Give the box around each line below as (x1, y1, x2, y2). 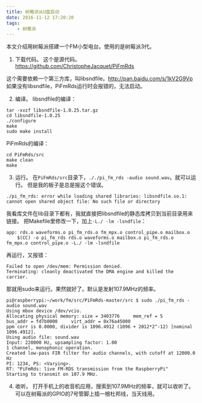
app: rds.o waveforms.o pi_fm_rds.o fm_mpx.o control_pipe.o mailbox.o (6, 230, 190, 236)
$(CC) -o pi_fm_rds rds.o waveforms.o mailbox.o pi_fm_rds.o (17, 235, 174, 241)
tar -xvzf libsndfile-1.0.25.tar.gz (6, 107, 98, 113)
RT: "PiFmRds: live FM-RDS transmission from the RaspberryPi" (6, 366, 169, 372)
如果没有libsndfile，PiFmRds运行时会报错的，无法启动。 (6, 83, 146, 90)
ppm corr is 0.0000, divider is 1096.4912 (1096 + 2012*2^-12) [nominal (6, 324, 193, 330)
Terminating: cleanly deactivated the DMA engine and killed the (6, 269, 174, 275)
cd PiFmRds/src (6, 152, 45, 158)
